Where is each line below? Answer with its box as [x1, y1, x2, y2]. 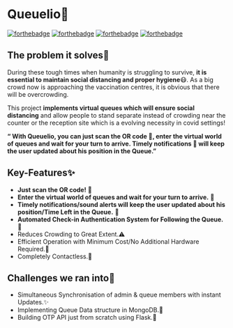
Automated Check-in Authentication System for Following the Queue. [17, 215, 224, 224]
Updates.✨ [17, 298, 49, 306]
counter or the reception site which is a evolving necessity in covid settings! [7, 118, 225, 127]
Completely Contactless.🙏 [17, 252, 93, 260]
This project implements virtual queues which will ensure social [7, 104, 195, 112]
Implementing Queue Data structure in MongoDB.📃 [17, 306, 164, 314]
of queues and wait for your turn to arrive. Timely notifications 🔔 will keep [7, 139, 225, 148]
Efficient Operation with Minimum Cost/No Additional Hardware [17, 237, 200, 246]
